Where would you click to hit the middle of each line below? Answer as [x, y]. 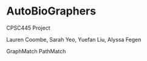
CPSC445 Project [28, 28]
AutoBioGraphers [51, 11]
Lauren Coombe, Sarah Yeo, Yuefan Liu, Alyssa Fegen [74, 39]
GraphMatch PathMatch [36, 51]
